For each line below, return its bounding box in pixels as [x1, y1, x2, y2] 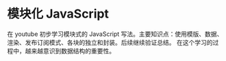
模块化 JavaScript [7, 6, 110, 22]
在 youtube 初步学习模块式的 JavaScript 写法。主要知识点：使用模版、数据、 [7, 30, 223, 38]
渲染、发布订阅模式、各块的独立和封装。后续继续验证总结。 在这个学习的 [7, 38, 213, 46]
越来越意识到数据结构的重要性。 [25, 47, 115, 55]
